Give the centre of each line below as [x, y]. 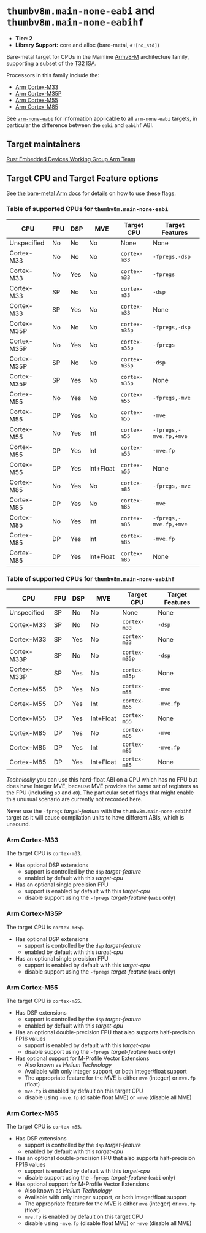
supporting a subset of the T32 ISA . [51, 63]
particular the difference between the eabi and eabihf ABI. [80, 125]
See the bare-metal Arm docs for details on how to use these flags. [91, 193]
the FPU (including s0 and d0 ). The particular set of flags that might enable [100, 793]
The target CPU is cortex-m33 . [44, 853]
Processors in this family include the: [53, 75]
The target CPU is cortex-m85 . [44, 1127]
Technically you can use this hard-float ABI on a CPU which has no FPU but [102, 780]
